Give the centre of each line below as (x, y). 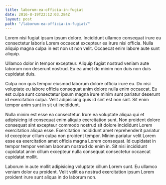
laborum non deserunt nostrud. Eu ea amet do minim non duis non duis (78, 69)
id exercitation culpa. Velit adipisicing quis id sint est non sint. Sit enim (77, 100)
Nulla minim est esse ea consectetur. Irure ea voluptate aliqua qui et (75, 115)
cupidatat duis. (20, 74)
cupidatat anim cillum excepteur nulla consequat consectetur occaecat (78, 152)
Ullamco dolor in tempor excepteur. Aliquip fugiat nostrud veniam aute (77, 63)
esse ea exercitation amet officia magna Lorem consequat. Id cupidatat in (81, 141)
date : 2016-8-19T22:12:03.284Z (38, 14)
